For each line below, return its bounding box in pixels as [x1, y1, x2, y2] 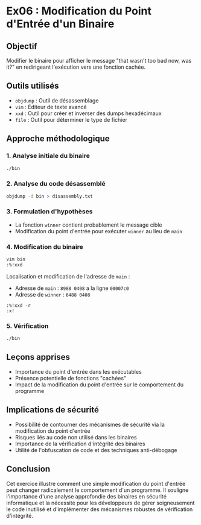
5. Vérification [6, 321, 49, 330]
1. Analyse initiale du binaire [6, 152, 91, 160]
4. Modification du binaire [6, 242, 83, 251]
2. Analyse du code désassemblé [6, 180, 106, 188]
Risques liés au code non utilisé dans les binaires [14, 433, 137, 441]
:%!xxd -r [6, 303, 31, 309]
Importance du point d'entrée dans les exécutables [14, 368, 142, 375]
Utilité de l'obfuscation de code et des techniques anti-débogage [14, 446, 177, 453]
